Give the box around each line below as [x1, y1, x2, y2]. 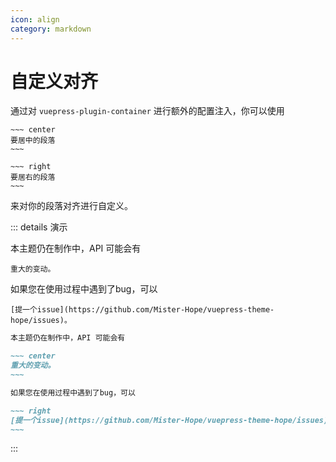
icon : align [10, 14, 60, 25]
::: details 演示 [10, 221, 68, 233]
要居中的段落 [10, 136, 56, 146]
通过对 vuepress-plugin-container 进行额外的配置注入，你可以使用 [10, 105, 285, 117]
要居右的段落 [10, 172, 56, 183]
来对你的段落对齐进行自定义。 [10, 200, 133, 212]
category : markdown [10, 24, 92, 34]
